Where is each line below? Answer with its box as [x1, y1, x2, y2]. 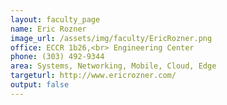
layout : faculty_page [10, 14, 101, 25]
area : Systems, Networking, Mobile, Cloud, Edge [10, 61, 217, 71]
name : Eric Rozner [10, 24, 87, 34]
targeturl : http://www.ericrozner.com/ [10, 71, 177, 81]
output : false [10, 80, 70, 90]
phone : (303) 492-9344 [10, 52, 105, 62]
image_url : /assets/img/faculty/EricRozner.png [10, 33, 213, 43]
